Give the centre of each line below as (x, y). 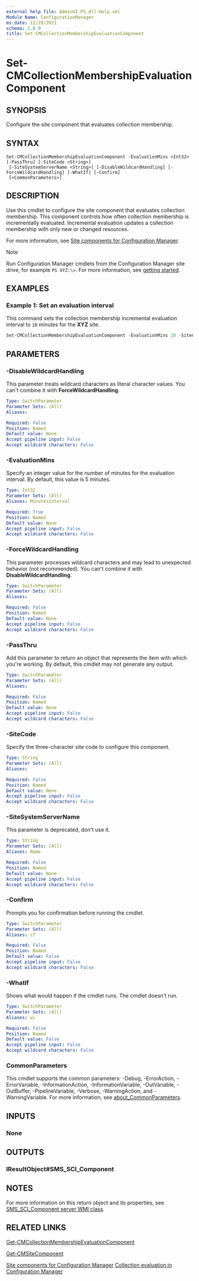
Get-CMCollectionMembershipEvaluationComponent (70, 1242)
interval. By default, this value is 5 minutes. (58, 479)
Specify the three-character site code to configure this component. (88, 747)
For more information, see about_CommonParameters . (115, 1097)
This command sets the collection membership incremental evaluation (92, 318)
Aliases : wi (21, 1017)
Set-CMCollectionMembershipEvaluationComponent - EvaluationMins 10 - (94, 336)
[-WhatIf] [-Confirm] (94, 172)
